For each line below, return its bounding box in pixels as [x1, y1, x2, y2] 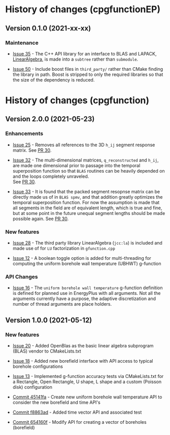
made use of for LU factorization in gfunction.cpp [12, 246, 115, 252]
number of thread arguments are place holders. [12, 301, 112, 307]
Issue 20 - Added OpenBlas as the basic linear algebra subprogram [12, 343, 154, 349]
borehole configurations [12, 363, 63, 370]
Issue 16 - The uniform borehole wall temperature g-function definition [12, 285, 163, 291]
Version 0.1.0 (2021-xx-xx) [5, 24, 91, 33]
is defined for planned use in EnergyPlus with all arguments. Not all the [12, 290, 161, 296]
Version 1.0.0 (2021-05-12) [5, 316, 92, 324]
